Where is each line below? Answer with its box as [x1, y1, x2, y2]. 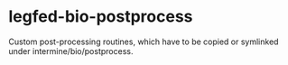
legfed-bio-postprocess [8, 6, 193, 27]
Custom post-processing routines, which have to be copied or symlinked [8, 36, 279, 47]
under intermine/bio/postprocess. [8, 45, 134, 56]
